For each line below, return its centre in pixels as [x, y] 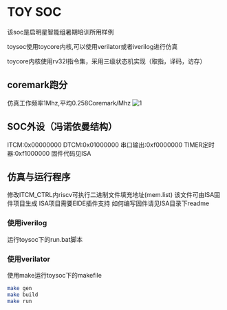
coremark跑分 [37, 85]
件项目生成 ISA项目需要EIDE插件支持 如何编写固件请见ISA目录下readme [108, 203]
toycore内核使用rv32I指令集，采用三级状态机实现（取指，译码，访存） [107, 61]
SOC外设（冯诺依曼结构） [62, 127]
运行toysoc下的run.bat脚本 [45, 239]
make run [20, 301]
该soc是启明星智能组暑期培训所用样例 [61, 32]
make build [23, 294]
